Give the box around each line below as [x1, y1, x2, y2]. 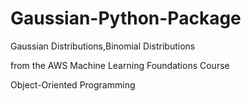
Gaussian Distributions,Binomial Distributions [10, 40, 196, 52]
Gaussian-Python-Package [10, 7, 242, 30]
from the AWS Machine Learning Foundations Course [10, 59, 230, 71]
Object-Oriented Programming [10, 78, 136, 91]
